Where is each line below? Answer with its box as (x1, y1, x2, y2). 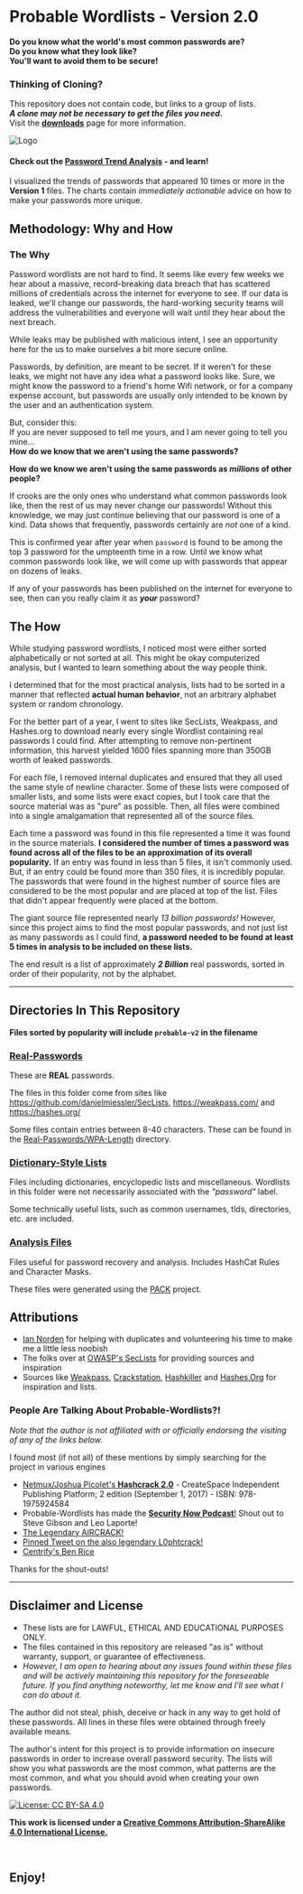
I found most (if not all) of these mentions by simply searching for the (9, 1452, 267, 1462)
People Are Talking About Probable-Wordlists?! (9, 1404, 221, 1416)
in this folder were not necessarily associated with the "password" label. (9, 1186, 279, 1197)
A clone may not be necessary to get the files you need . (9, 108, 223, 119)
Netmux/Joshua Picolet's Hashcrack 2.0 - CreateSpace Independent (22, 1479, 280, 1490)
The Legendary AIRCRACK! (22, 1527, 124, 1537)
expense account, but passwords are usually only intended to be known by (9, 390, 289, 401)
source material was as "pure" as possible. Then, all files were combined (9, 801, 280, 812)
